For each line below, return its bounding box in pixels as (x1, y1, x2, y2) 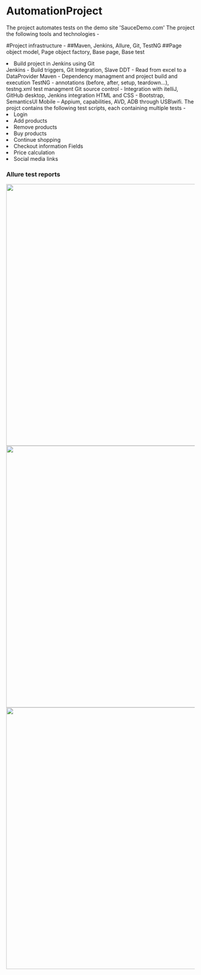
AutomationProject (6, 4, 103, 18)
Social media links (14, 155, 59, 162)
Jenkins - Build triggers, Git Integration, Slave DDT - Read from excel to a (6, 66, 187, 73)
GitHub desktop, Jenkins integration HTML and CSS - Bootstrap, (6, 92, 165, 99)
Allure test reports (6, 170, 61, 178)
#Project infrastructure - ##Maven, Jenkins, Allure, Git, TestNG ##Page (6, 42, 182, 49)
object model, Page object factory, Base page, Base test (6, 48, 145, 55)
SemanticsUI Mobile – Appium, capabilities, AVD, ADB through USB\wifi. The (6, 97, 194, 105)
